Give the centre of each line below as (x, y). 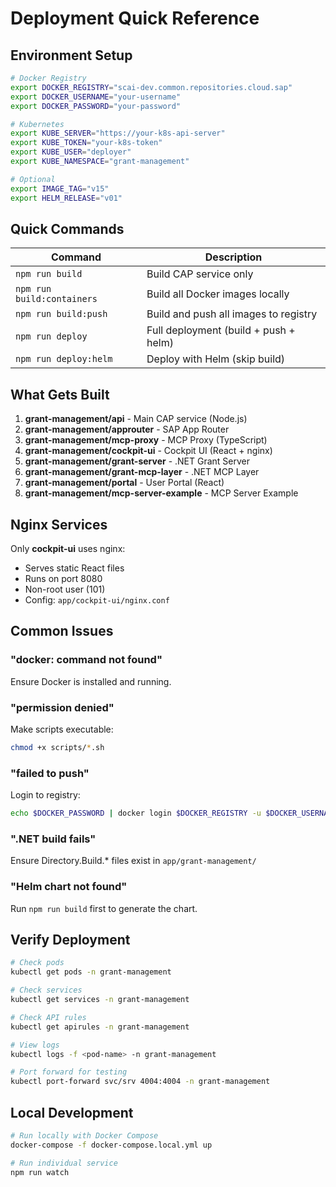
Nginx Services (59, 524)
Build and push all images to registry (232, 314)
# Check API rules (48, 1017)
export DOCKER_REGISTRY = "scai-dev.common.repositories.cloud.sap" (151, 87)
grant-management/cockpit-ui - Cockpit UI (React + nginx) (148, 451)
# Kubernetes (37, 124)
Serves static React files (74, 568)
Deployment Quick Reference (135, 18)
